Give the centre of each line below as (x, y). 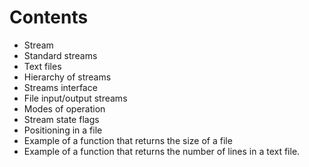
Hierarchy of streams (67, 77)
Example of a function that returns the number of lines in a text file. (162, 151)
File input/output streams (75, 98)
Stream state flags (61, 119)
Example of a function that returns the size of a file (128, 140)
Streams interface (60, 87)
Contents (49, 17)
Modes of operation (64, 108)
